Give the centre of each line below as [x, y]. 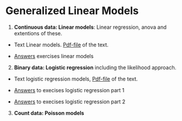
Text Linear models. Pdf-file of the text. [61, 45]
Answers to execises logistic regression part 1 [69, 90]
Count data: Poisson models [49, 113]
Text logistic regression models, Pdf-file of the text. [76, 79]
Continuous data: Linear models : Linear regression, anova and [90, 27]
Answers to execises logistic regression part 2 [70, 102]
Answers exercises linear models [54, 56]
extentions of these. [38, 33]
